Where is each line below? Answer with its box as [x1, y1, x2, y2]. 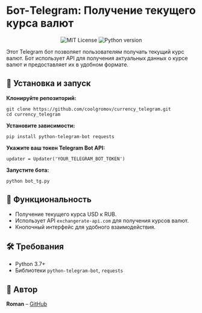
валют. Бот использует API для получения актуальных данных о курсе [6, 54, 188, 62]
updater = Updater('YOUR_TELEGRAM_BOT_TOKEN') [6, 156, 125, 162]
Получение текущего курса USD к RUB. [14, 210, 117, 218]
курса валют [6, 16, 74, 30]
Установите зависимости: [6, 122, 75, 129]
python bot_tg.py [6, 178, 50, 184]
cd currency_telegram [6, 111, 61, 118]
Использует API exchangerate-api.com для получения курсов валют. [14, 217, 189, 224]
